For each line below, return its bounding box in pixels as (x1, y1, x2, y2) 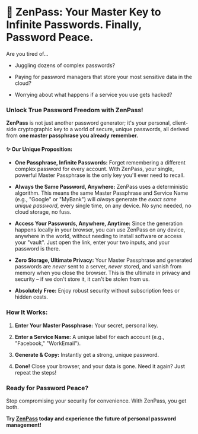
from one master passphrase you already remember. (6, 132, 138, 139)
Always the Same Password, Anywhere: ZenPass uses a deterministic (14, 183, 189, 191)
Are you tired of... (6, 50, 49, 57)
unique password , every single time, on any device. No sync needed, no (14, 202, 191, 210)
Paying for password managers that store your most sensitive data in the (14, 73, 193, 80)
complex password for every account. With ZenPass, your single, (14, 166, 174, 173)
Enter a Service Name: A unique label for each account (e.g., (14, 333, 165, 340)
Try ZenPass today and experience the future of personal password (6, 415, 177, 422)
